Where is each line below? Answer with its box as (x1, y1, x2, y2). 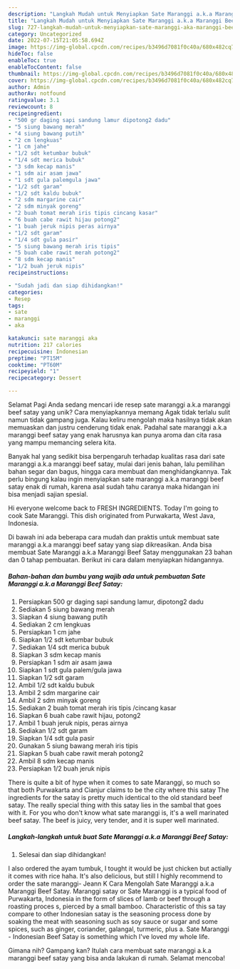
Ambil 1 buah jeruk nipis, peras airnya (18, 719, 128, 727)
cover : (8, 76, 28, 84)
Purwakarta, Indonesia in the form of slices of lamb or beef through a (8, 894, 211, 903)
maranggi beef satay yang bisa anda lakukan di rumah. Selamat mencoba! (8, 953, 226, 962)
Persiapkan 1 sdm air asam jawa (18, 658, 113, 666)
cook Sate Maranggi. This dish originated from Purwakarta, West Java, (8, 512, 216, 519)
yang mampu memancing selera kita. (8, 438, 117, 447)
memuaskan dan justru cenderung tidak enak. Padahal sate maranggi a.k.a (8, 423, 227, 432)
